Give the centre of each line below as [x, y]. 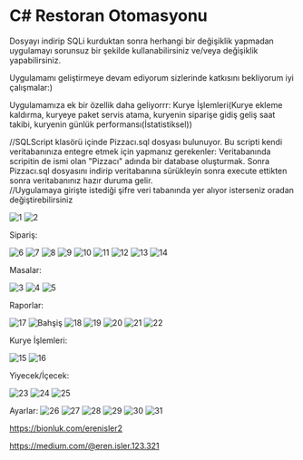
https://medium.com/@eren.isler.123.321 [85, 445]
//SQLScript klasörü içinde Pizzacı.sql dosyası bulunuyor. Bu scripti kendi [146, 142]
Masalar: [26, 269]
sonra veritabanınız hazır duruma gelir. [81, 180]
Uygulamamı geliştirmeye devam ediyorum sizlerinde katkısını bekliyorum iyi [152, 77]
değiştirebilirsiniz [41, 200]
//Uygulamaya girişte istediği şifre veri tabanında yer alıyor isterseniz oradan [152, 190]
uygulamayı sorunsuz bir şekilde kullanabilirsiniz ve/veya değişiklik [134, 50]
